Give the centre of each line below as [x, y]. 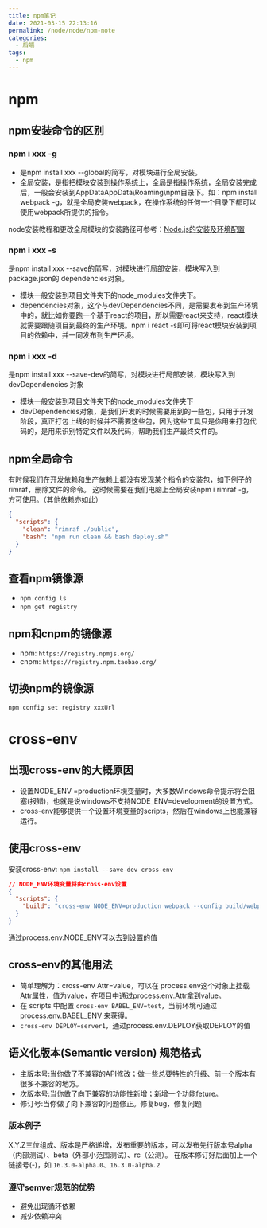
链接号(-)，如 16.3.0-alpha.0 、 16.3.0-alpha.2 [84, 1164]
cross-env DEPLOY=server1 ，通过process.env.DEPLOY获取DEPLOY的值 [135, 1025]
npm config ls [43, 599]
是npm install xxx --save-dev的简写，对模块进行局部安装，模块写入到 [122, 374]
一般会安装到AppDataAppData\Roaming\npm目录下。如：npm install [146, 192]
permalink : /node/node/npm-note [62, 30]
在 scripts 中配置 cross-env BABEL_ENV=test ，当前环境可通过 [118, 1005]
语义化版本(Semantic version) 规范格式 [104, 1053]
